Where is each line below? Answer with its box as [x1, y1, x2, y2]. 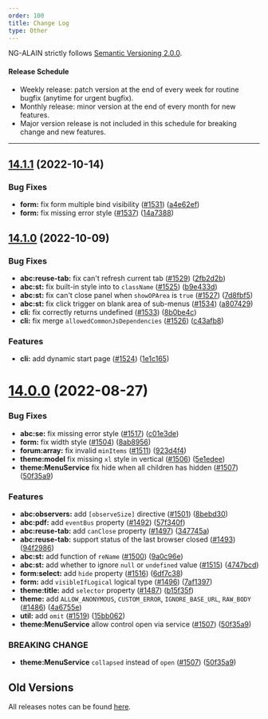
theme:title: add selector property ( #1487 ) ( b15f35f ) [19, 586, 194, 595]
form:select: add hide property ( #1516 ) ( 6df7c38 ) [19, 569, 183, 578]
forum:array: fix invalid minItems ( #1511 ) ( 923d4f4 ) [19, 445, 187, 455]
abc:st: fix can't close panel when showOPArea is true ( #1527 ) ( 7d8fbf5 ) [19, 290, 254, 300]
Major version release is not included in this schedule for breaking [19, 118, 237, 128]
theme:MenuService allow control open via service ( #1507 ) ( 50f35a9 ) [19, 620, 252, 630]
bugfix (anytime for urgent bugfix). [19, 93, 134, 102]
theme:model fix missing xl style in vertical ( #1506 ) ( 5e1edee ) [19, 454, 226, 463]
